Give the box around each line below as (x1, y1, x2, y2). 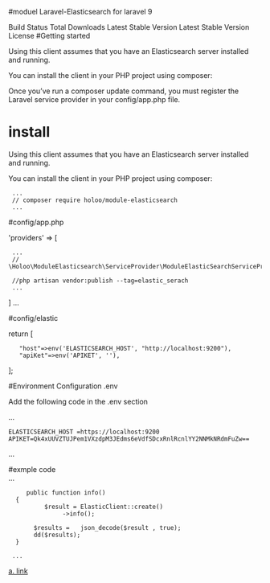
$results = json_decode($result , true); (33, 523, 182, 532)
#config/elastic (8, 313, 59, 322)
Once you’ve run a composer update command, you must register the (8, 86, 239, 96)
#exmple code (8, 464, 56, 474)
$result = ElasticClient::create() (43, 503, 163, 511)
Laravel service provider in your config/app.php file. (8, 95, 181, 104)
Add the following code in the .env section (8, 396, 149, 406)
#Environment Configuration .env (8, 381, 118, 391)
